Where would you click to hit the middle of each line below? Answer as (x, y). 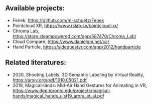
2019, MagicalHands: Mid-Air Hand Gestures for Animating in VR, (80, 85)
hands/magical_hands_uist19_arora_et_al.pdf (58, 96)
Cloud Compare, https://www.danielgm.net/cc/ (61, 41)
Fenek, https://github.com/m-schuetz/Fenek (58, 20)
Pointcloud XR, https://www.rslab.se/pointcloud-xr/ (65, 25)
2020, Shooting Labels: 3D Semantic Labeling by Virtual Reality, (78, 74)
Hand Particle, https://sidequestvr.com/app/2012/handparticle (77, 46)
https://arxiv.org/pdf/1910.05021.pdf (49, 80)
